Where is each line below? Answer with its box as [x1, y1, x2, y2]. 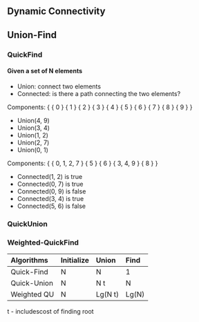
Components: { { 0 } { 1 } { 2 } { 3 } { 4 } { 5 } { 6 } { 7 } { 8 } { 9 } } [7, 103, 193, 111]
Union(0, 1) [17, 145, 48, 154]
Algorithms [10, 256, 48, 265]
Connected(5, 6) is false [17, 202, 86, 210]
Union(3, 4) [17, 124, 50, 132]
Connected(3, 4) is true [17, 194, 84, 202]
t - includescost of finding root [7, 307, 95, 316]
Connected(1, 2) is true [17, 172, 83, 180]
